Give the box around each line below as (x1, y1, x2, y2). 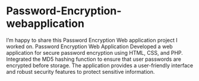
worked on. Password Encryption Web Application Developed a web (6, 43, 173, 50)
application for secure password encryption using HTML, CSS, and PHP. (6, 49, 183, 56)
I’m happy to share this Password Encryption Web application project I (6, 36, 178, 43)
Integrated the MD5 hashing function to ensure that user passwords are (6, 55, 181, 63)
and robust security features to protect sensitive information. (6, 68, 155, 75)
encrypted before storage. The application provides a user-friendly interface (6, 61, 194, 69)
